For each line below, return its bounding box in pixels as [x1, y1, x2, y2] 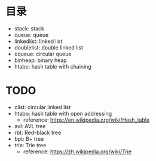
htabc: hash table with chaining [14, 63, 92, 70]
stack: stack [14, 24, 44, 32]
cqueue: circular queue [14, 50, 72, 57]
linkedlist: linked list [14, 38, 63, 45]
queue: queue [14, 31, 49, 38]
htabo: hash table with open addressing [14, 110, 112, 117]
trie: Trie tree [14, 141, 47, 148]
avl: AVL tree [14, 122, 46, 129]
